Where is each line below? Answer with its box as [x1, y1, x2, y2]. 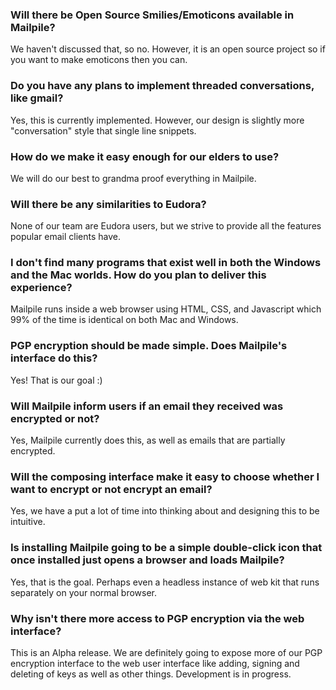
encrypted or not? [10, 411, 100, 425]
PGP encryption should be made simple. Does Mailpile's [10, 339, 288, 353]
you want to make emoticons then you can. [10, 54, 188, 66]
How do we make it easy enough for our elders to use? [10, 149, 280, 163]
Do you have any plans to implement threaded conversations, [10, 79, 315, 93]
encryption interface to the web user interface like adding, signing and [10, 657, 300, 669]
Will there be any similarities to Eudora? [10, 197, 207, 211]
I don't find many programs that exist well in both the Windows [10, 256, 322, 270]
